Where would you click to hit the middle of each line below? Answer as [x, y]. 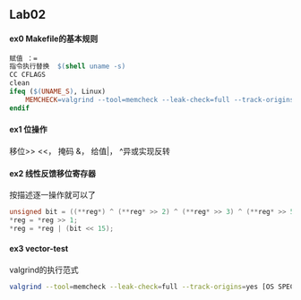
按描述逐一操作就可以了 [52, 195]
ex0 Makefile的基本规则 [54, 39]
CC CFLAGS [28, 75]
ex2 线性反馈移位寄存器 [53, 173]
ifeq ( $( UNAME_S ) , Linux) [57, 92]
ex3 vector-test [39, 249]
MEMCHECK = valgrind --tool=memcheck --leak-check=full [128, 99]
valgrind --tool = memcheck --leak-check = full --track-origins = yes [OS [142, 287]
